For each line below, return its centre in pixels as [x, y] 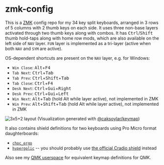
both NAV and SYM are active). [34, 48]
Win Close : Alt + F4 [31, 68]
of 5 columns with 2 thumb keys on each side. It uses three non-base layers [82, 27]
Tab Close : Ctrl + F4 [33, 83]
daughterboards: [22, 133]
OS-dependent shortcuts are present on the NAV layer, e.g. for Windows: [78, 58]
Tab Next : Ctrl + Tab [33, 72]
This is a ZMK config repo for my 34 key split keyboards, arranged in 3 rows [82, 23]
